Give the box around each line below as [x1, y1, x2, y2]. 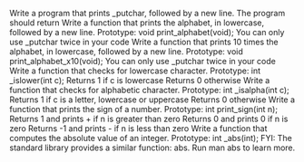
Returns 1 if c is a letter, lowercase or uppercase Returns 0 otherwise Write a [9, 94, 296, 105]
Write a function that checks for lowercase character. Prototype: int [9, 65, 261, 76]
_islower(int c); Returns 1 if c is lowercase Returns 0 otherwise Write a [9, 75, 270, 85]
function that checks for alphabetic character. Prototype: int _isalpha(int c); [9, 85, 290, 95]
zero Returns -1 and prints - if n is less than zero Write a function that [9, 123, 268, 134]
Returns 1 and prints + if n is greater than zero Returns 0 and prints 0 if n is [9, 113, 289, 124]
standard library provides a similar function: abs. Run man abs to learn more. [9, 142, 296, 153]
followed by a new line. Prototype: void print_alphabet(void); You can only [9, 27, 285, 37]
